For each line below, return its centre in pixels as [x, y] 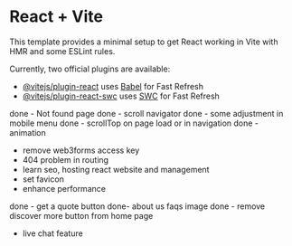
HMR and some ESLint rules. [62, 51]
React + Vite [57, 17]
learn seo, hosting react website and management [116, 169]
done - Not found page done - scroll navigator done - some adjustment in [146, 113]
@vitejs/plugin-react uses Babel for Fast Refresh [113, 86]
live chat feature [52, 233]
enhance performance [64, 188]
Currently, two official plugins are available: [90, 69]
